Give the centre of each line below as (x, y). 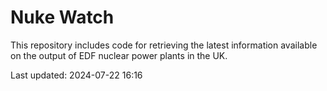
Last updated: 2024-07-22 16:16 (76, 75)
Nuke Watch (62, 17)
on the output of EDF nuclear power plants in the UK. (119, 55)
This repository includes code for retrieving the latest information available (164, 45)
